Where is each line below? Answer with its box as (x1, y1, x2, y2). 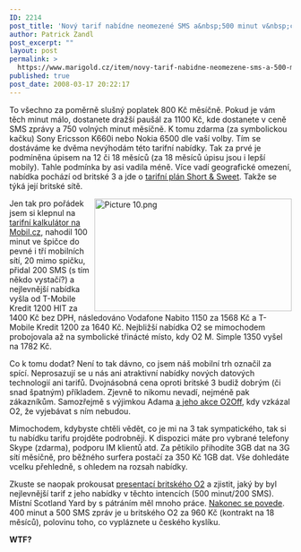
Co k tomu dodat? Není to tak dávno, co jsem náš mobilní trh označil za (9, 358, 271, 368)
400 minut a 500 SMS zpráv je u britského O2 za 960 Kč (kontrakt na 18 (9, 507, 275, 518)
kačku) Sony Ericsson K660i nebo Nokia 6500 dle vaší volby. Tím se (9, 133, 262, 143)
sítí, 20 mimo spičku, (9, 254, 86, 265)
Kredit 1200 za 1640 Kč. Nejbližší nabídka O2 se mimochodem (36, 322, 266, 332)
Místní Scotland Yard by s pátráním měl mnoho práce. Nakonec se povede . (9, 497, 285, 508)
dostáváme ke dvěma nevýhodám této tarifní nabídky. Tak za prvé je (9, 142, 262, 153)
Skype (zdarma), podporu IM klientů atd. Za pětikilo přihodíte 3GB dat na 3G (9, 442, 290, 453)
